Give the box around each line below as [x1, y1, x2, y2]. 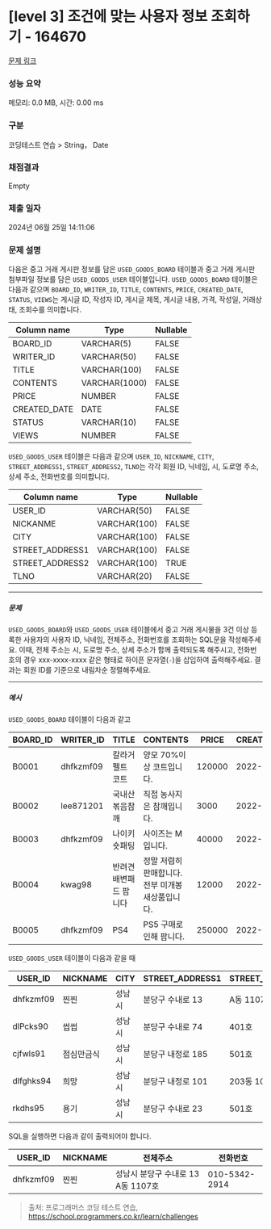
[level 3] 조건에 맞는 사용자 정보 [8, 7, 208, 26]
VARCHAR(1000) [81, 377, 148, 388]
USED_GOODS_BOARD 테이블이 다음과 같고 [8, 715, 131, 724]
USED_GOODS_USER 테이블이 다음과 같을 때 [8, 954, 135, 963]
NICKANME [12, 518, 56, 530]
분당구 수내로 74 [143, 1021, 203, 1033]
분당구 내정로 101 [143, 1076, 208, 1087]
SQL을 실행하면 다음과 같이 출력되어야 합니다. [8, 1131, 152, 1141]
